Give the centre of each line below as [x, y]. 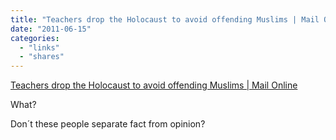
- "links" [39, 47]
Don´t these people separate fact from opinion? [108, 124]
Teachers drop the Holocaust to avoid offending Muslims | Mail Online [154, 85]
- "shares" [42, 57]
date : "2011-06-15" [51, 29]
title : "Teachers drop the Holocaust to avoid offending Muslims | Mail [165, 19]
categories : [35, 38]
